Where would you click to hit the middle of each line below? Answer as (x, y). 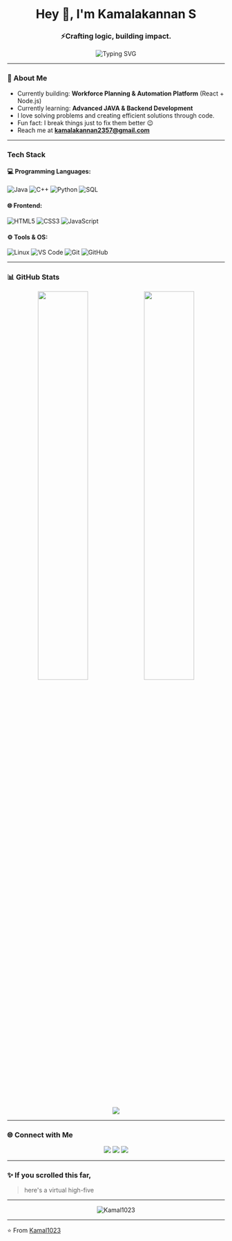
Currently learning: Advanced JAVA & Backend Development (105, 108)
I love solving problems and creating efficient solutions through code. (116, 115)
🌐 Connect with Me (40, 1134)
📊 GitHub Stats (33, 278)
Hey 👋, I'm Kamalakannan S (116, 14)
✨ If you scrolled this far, (49, 1175)
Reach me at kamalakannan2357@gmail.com (83, 130)
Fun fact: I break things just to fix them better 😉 (85, 123)
